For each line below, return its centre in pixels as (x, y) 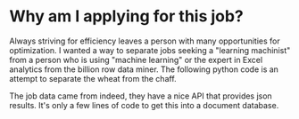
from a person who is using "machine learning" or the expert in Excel (136, 59)
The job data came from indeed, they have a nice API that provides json (141, 96)
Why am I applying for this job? (126, 16)
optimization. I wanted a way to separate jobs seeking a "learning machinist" (150, 50)
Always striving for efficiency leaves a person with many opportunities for (145, 41)
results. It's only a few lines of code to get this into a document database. (144, 105)
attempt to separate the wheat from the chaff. (93, 78)
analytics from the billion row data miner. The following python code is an (144, 69)
